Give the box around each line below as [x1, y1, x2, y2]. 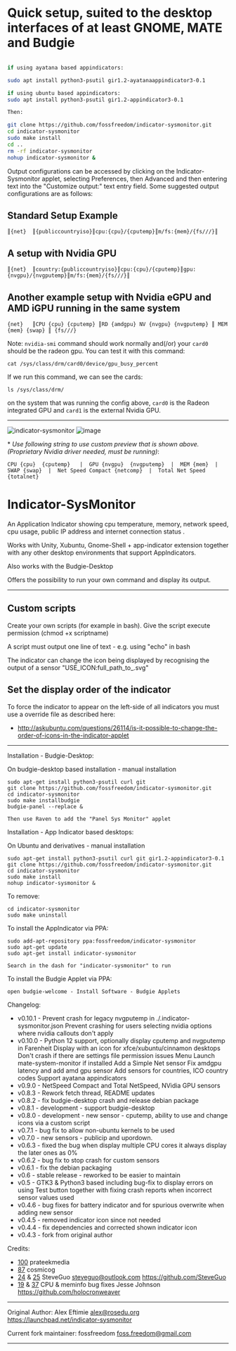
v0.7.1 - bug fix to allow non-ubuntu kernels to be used [17, 1126, 176, 1135]
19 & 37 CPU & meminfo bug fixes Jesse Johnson [17, 1280, 161, 1288]
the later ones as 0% [17, 1148, 78, 1157]
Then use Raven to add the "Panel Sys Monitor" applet [7, 815, 171, 822]
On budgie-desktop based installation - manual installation [7, 765, 177, 773]
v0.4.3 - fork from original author [17, 1230, 113, 1239]
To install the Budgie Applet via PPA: [7, 974, 112, 983]
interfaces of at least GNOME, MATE [7, 20, 223, 36]
